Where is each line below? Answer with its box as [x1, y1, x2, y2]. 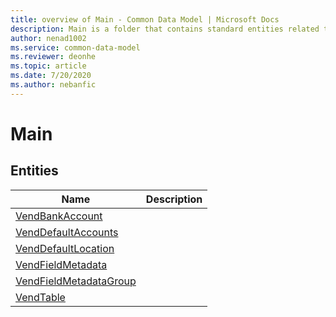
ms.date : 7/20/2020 [10, 71, 92, 81]
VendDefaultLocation [15, 241, 115, 255]
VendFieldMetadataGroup [15, 274, 137, 288]
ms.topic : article [10, 61, 87, 71]
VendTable [15, 290, 66, 304]
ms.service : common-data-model [10, 42, 141, 53]
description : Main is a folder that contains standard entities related [10, 24, 320, 34]
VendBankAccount [15, 209, 103, 223]
